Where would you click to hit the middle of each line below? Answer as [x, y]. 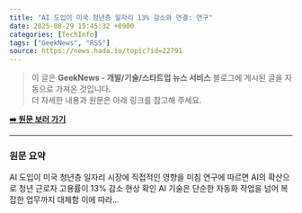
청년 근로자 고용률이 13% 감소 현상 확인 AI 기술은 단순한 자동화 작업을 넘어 [149, 189]
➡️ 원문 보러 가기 [38, 120]
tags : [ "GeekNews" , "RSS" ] [60, 43]
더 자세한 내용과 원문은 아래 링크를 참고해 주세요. [116, 101]
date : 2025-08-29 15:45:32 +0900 [72, 26]
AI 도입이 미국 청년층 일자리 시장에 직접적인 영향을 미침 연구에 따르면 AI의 [138, 177]
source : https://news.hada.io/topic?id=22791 [96, 51]
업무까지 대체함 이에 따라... [72, 200]
